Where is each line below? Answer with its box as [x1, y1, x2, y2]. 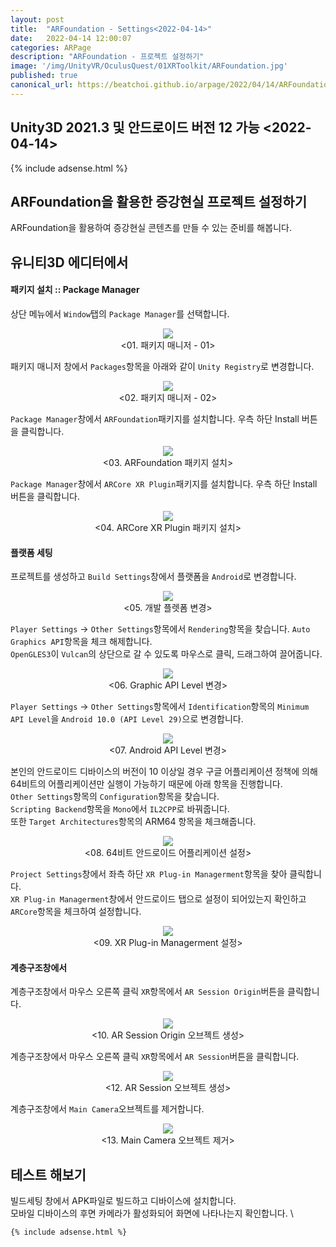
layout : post [10, 14, 65, 25]
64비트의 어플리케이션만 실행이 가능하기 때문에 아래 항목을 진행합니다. [10, 778, 283, 790]
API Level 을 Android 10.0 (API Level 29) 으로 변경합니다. [10, 713, 244, 725]
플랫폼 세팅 [10, 546, 53, 558]
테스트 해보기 [10, 1166, 87, 1183]
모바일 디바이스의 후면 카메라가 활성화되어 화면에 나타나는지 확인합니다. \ [10, 1207, 294, 1220]
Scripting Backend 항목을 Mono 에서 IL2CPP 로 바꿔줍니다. [10, 803, 230, 815]
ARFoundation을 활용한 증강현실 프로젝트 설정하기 [10, 193, 307, 210]
